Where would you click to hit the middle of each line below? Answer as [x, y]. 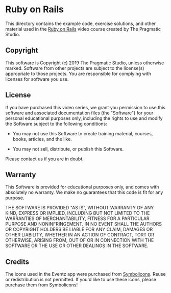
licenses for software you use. [37, 79]
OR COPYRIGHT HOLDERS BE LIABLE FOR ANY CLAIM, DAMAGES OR [79, 229]
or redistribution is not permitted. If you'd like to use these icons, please [81, 280]
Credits [17, 262]
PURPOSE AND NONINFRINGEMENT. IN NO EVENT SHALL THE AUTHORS [84, 224]
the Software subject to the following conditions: [56, 124]
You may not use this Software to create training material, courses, [83, 133]
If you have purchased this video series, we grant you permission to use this [86, 107]
